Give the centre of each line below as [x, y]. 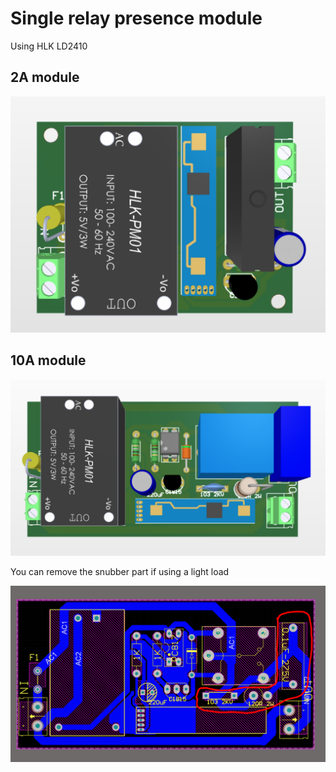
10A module [48, 360]
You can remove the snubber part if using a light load [120, 572]
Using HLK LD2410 [49, 46]
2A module [45, 77]
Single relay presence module [136, 18]
